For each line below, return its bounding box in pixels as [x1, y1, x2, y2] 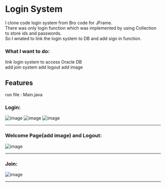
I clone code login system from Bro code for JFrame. [5, 20, 113, 26]
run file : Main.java [5, 92, 43, 98]
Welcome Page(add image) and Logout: [5, 132, 102, 139]
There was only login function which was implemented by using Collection [5, 25, 157, 31]
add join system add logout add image [5, 64, 83, 70]
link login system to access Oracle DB [5, 59, 83, 65]
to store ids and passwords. [5, 30, 62, 36]
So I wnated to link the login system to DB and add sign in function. [5, 36, 142, 41]
